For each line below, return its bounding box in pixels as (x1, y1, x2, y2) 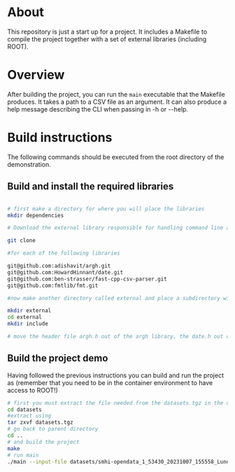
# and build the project (7, 438, 80, 445)
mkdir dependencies (7, 212, 64, 219)
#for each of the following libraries (7, 250, 120, 257)
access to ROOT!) (7, 386, 58, 394)
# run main (7, 452, 39, 459)
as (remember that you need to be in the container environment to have (7, 378, 213, 386)
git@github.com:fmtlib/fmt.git (7, 282, 99, 289)
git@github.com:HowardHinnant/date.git (7, 269, 124, 276)
